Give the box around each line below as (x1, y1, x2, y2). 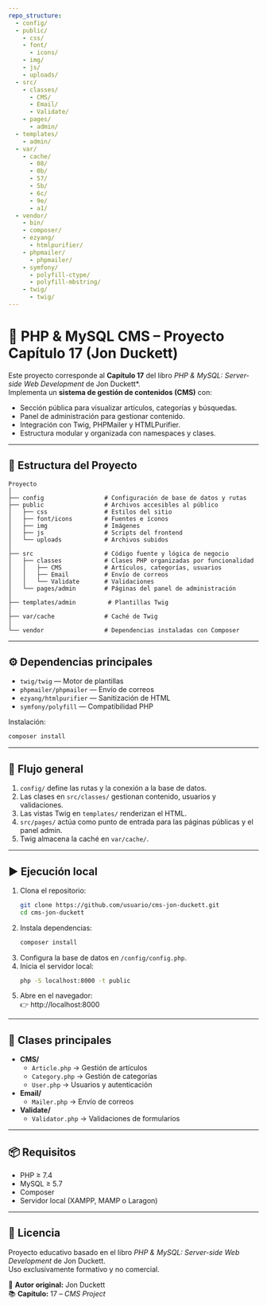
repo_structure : (8, 11, 62, 20)
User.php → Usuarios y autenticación (31, 1080, 153, 1089)
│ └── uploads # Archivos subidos (8, 535, 169, 544)
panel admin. (19, 826, 63, 835)
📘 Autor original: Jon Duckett (8, 1280, 106, 1289)
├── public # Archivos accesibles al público (8, 501, 219, 509)
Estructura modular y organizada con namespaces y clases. (19, 428, 216, 438)
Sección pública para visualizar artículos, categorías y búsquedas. (19, 403, 238, 413)
